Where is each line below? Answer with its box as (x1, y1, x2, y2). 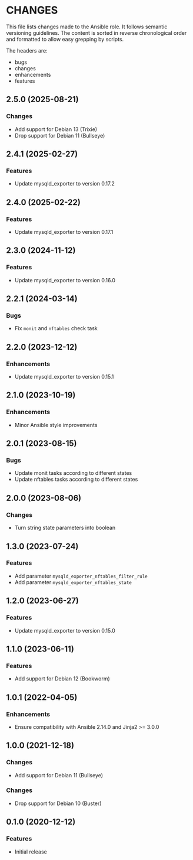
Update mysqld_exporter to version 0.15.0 (14, 627, 116, 634)
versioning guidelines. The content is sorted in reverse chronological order (6, 29, 187, 36)
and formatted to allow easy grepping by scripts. (6, 35, 124, 43)
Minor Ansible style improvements (14, 421, 98, 428)
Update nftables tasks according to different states (14, 476, 138, 483)
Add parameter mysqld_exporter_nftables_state (14, 578, 132, 585)
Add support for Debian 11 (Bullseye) (14, 771, 104, 778)
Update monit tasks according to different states (14, 470, 132, 477)
